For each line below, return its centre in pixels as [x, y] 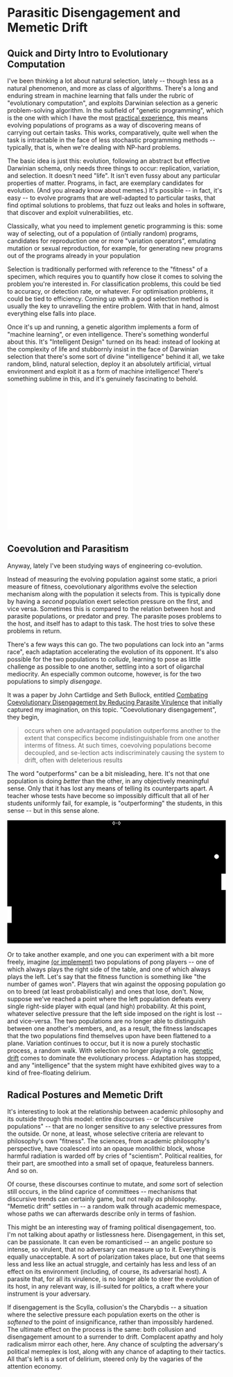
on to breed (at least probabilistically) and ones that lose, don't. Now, [106, 992]
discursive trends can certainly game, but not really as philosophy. [102, 1199]
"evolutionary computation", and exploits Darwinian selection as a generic [113, 103]
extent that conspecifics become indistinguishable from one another [122, 738]
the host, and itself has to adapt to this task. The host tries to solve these [111, 623]
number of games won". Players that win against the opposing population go [116, 984]
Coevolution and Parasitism [68, 549]
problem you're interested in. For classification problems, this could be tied [114, 284]
